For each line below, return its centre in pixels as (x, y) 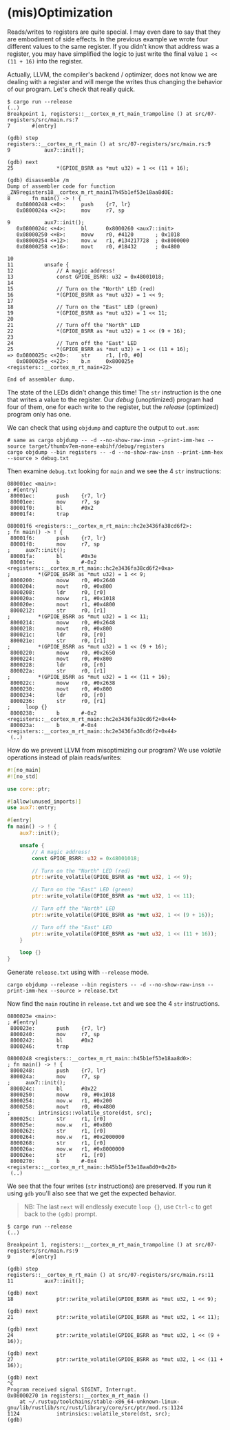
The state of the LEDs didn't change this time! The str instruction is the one (114, 392)
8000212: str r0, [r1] (58, 610)
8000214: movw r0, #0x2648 (63, 622)
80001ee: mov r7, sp (55, 502)
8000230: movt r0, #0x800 (61, 689)
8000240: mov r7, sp (55, 1035)
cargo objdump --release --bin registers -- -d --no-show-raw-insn (106, 985)
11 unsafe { (38, 265)
